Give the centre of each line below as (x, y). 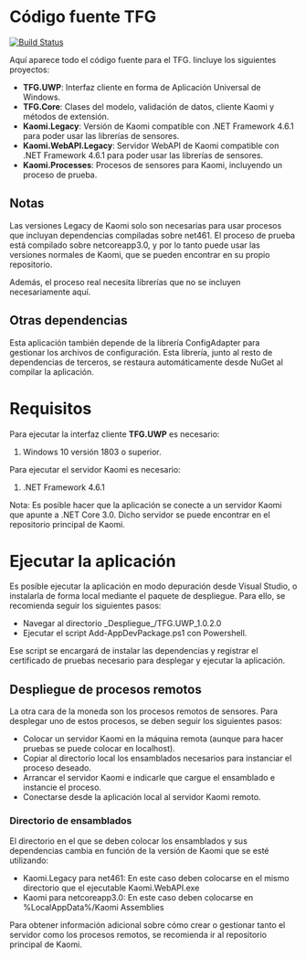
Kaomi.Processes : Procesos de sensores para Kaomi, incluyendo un (153, 165)
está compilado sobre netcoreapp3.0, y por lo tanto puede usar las (135, 245)
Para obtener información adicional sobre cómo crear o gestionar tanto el (148, 924)
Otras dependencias (69, 320)
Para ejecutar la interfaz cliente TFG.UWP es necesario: (115, 434)
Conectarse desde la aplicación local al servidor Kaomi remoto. (142, 797)
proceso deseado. (57, 768)
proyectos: (30, 69)
